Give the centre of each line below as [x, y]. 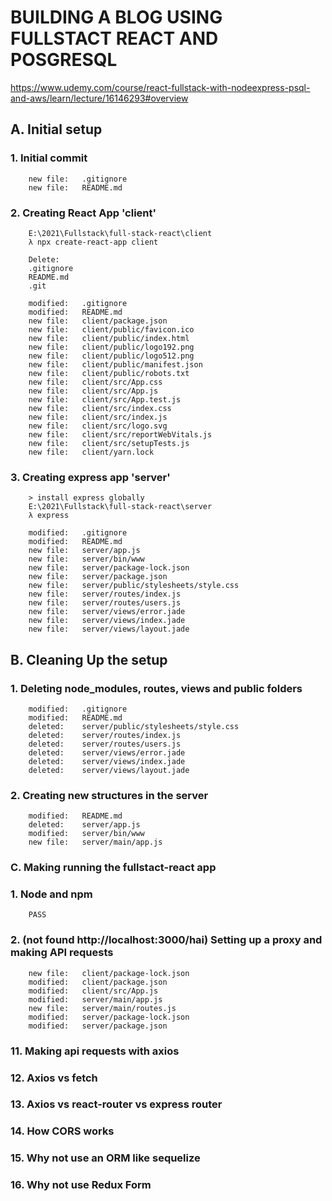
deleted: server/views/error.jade [107, 752]
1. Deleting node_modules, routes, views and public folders [156, 688]
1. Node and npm [51, 894]
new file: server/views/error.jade [107, 612]
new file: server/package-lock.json [109, 568]
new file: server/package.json [98, 577]
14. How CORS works [62, 1131]
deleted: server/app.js [84, 825]
